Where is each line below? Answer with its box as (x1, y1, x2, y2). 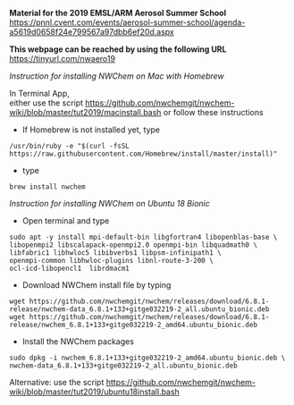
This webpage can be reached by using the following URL (9, 44, 227, 55)
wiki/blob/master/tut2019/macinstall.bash (9, 107, 162, 117)
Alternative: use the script (9, 377, 105, 387)
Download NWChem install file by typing (21, 280, 172, 290)
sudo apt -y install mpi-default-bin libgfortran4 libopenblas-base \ (9, 232, 278, 241)
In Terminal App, (9, 89, 70, 98)
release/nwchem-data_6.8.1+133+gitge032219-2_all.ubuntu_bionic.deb (9, 305, 270, 314)
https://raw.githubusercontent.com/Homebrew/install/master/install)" (9, 149, 278, 158)
